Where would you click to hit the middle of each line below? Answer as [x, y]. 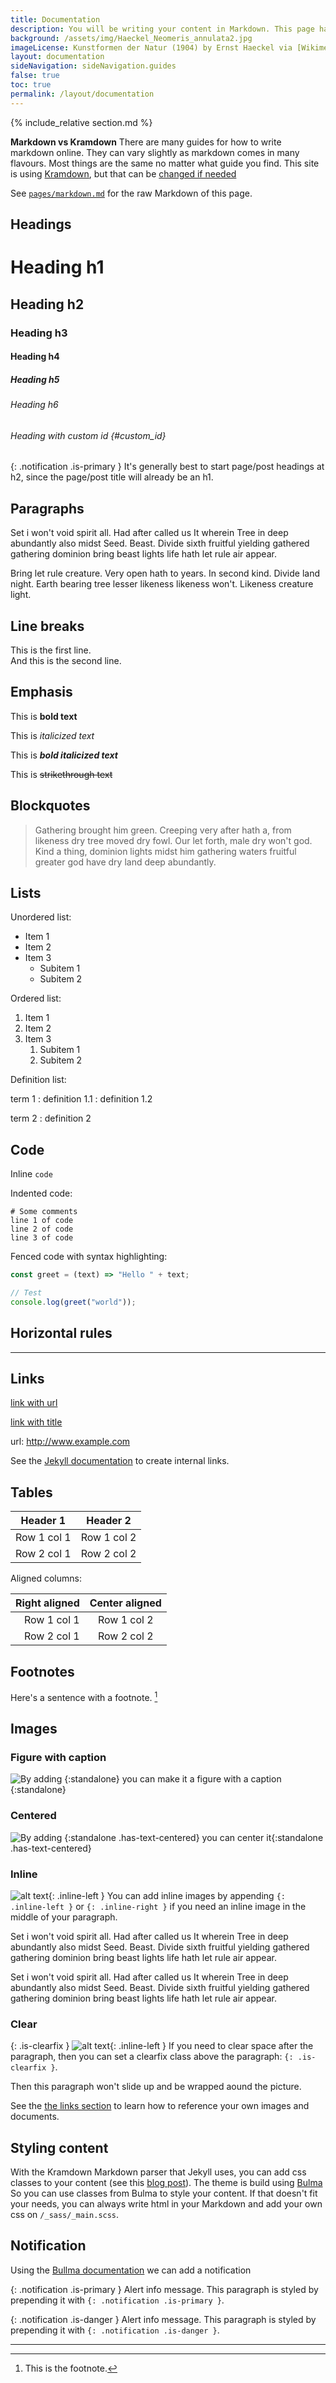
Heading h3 [39, 333]
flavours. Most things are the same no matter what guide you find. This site [165, 163]
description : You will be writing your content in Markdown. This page [162, 29]
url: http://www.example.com [70, 1442]
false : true [35, 76]
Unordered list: [41, 917]
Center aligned [125, 1603]
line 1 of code [42, 1221]
